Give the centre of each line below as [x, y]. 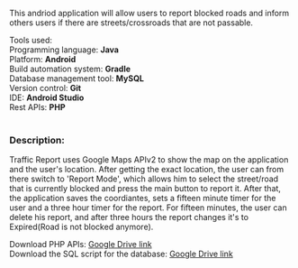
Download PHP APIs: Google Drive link [81, 245]
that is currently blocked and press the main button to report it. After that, [145, 189]
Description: [37, 140]
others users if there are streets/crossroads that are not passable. [131, 23]
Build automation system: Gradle [70, 69]
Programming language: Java [64, 50]
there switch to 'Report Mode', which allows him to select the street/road [144, 179]
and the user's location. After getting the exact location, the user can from [147, 170]
